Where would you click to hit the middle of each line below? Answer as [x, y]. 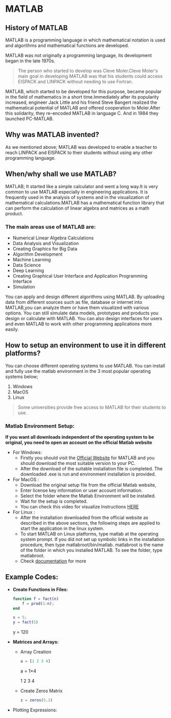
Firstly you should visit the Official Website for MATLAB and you [87, 458]
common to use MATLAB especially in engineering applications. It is [77, 192]
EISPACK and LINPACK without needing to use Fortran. [75, 82]
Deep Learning [28, 270]
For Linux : [24, 512]
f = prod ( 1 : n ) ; [38, 603]
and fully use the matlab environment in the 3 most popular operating [78, 371]
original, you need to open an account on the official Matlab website [79, 442]
